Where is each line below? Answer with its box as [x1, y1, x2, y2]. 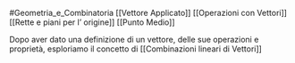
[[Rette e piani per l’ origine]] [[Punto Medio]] [9, 17, 176, 28]
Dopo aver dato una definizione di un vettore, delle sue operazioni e [9, 35, 259, 44]
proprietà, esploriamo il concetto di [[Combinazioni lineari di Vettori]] [9, 43, 262, 54]
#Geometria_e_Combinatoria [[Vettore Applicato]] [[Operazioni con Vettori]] [9, 8, 288, 18]
